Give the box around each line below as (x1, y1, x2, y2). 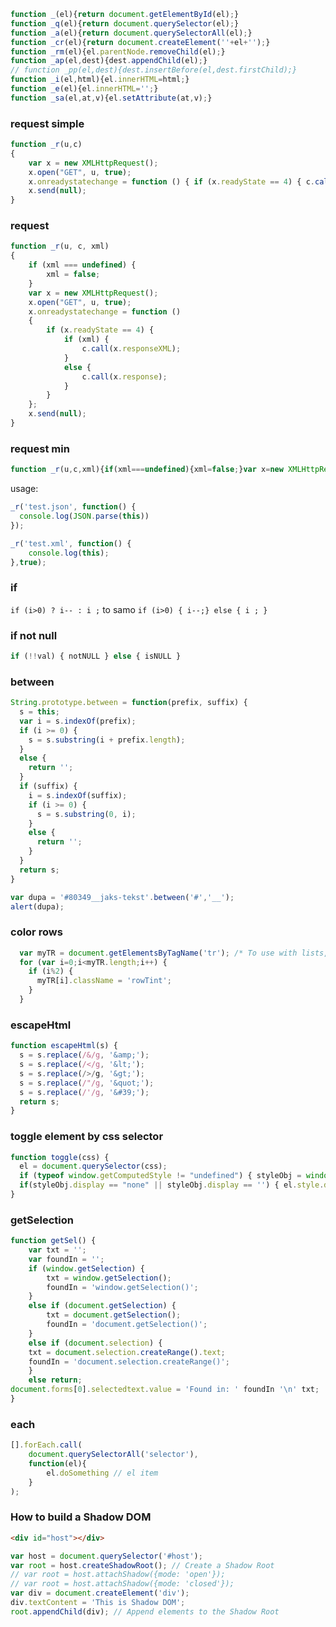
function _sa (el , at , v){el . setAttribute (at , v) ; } (10, 93, 213, 103)
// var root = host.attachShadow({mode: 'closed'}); (10, 1579, 235, 1589)
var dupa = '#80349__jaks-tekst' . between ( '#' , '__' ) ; (10, 892, 235, 902)
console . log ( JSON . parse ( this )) (19, 511, 150, 522)
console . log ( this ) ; (28, 548, 110, 558)
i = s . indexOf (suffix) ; (28, 790, 128, 800)
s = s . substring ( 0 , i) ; (36, 809, 137, 819)
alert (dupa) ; (10, 901, 65, 912)
